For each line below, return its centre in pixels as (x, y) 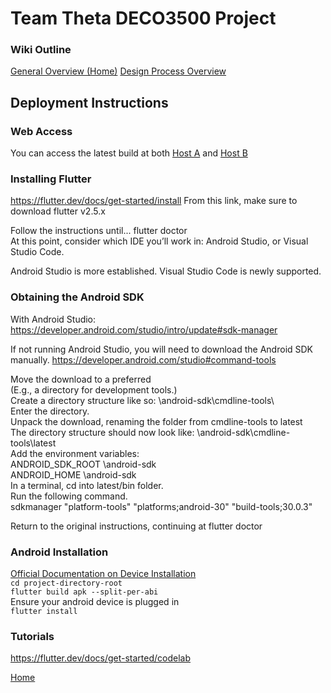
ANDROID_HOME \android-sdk (73, 474)
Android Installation (59, 552)
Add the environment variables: (75, 453)
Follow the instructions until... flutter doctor (99, 231)
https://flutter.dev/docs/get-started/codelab (101, 658)
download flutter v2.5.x (58, 211)
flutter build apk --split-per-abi (84, 592)
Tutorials (32, 636)
